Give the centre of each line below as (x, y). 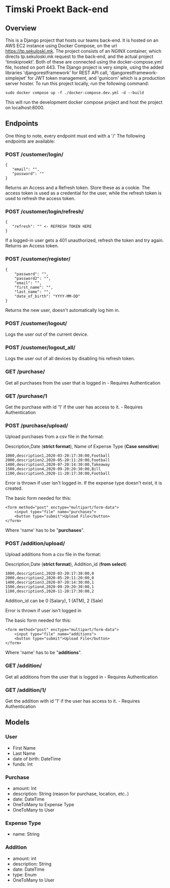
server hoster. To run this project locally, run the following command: (77, 83)
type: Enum (25, 874)
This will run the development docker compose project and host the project (84, 102)
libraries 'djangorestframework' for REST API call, (57, 73)
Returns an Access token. (32, 246)
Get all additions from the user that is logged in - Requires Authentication (82, 677)
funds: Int (23, 764)
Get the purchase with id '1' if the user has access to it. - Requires (74, 407)
